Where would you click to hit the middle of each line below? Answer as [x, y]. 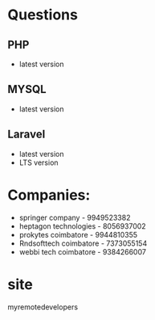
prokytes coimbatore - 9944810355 [78, 234]
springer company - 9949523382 [75, 217]
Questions [43, 15]
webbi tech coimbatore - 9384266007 [82, 251]
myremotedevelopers [43, 307]
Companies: [49, 195]
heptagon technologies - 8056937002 [82, 226]
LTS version [39, 162]
